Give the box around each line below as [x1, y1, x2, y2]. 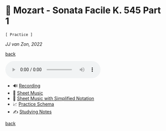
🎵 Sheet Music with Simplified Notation [12, 95, 94, 101]
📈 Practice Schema [12, 101, 54, 107]
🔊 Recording [12, 82, 41, 88]
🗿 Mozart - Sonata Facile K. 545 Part [5, 5, 161, 16]
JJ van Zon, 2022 [5, 41, 43, 47]
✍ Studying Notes [12, 109, 52, 115]
